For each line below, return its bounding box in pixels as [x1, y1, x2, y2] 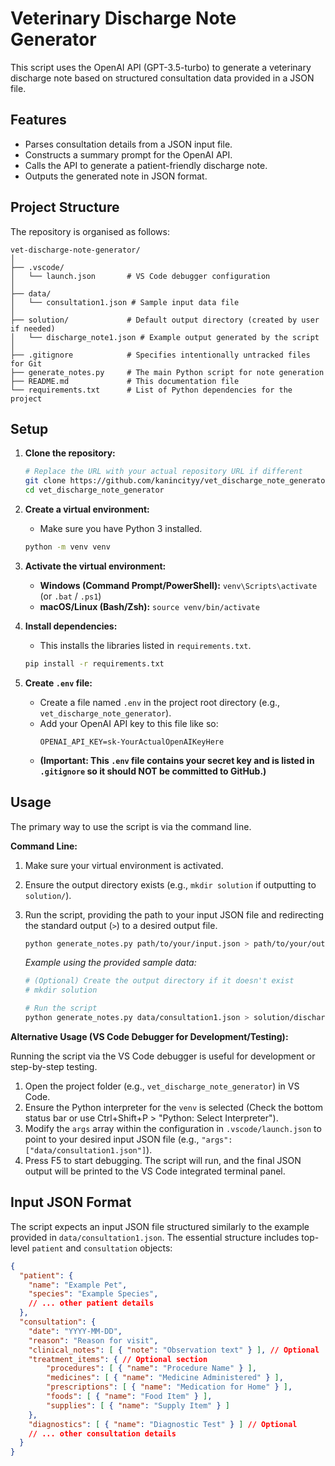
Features [10, 112, 67, 129]
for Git [10, 358, 43, 369]
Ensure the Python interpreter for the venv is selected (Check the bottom [24, 1101, 323, 1113]
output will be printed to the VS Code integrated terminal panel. [24, 1165, 286, 1177]
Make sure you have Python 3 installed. [39, 523, 203, 534]
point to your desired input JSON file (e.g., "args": [24, 1133, 233, 1145]
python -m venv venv [24, 542, 111, 552]
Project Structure [10, 199, 120, 216]
